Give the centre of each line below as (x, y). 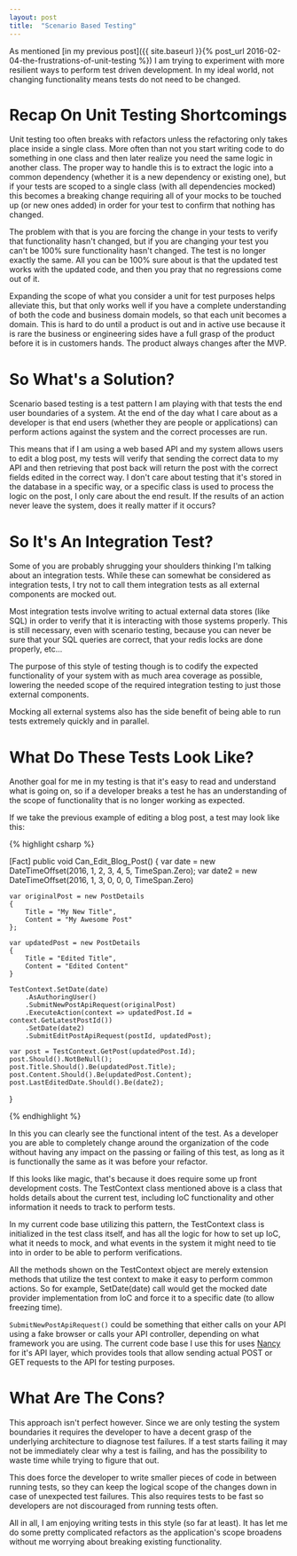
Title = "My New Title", (71, 912)
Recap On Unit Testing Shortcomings (148, 115)
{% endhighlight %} (45, 1116)
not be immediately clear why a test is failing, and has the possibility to (138, 1451)
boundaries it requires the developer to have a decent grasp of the (131, 1432)
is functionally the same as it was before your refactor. (109, 1161)
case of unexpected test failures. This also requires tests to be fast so (137, 1497)
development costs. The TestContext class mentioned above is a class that (146, 1188)
